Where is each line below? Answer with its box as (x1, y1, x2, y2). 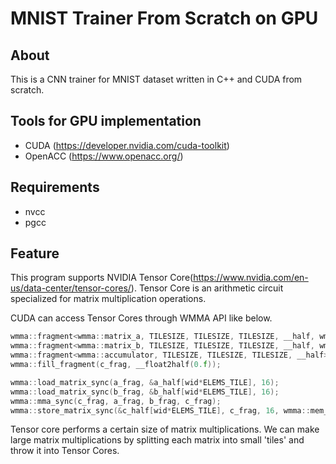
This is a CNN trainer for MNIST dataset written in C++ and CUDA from (10, 73, 303, 85)
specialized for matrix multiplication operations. (10, 293, 207, 305)
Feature (10, 245, 60, 262)
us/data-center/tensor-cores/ (10, 282, 132, 294)
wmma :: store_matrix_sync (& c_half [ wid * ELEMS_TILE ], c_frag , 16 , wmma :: (10, 405, 311, 416)
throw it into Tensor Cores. (10, 445, 120, 457)
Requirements (10, 179, 100, 196)
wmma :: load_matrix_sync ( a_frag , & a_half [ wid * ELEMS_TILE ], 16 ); (10, 377, 280, 387)
